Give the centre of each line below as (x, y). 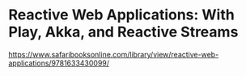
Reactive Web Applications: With (121, 15)
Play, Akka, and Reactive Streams (123, 32)
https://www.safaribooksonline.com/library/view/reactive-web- (114, 54)
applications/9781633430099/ (59, 63)
